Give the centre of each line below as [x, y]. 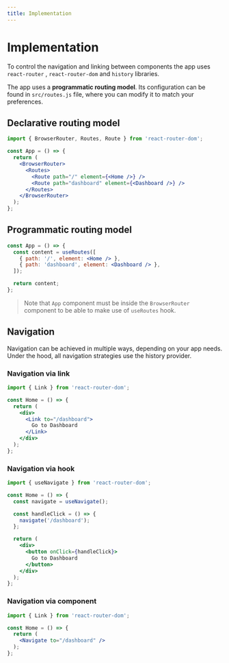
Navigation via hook [41, 468]
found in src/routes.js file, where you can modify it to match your [100, 94]
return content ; [36, 284]
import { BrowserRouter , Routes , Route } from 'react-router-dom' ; [105, 139]
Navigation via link [39, 373]
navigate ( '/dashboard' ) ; [55, 520]
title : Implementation [39, 13]
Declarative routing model [64, 123]
